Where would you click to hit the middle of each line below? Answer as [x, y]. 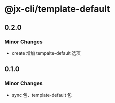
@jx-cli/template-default [57, 9]
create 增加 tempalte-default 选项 [46, 53]
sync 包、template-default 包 [42, 95]
